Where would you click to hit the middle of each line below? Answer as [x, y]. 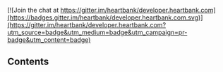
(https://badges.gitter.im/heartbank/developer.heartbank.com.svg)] [105, 17]
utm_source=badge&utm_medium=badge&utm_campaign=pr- [97, 32]
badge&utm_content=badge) [49, 40]
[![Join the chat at [33, 10]
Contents [28, 62]
